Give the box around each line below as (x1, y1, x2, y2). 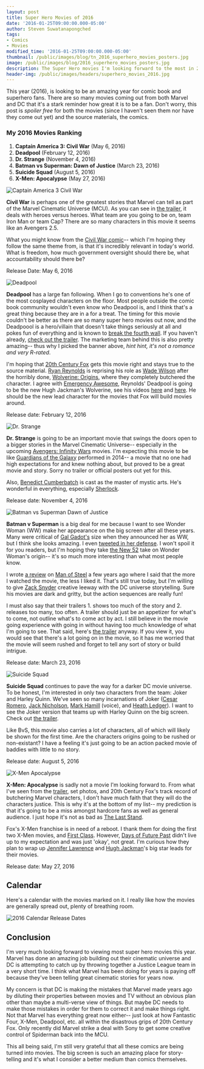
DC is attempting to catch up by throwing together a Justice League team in (6, 961, 196, 969)
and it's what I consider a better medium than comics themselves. (22, 1056, 188, 1063)
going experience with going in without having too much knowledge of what (6, 621, 196, 629)
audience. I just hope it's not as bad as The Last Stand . (6, 813, 144, 821)
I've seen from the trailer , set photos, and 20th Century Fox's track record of (6, 787, 197, 794)
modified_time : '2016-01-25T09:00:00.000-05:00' (6, 49, 132, 55)
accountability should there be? (6, 255, 86, 262)
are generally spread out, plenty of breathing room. (6, 903, 135, 910)
